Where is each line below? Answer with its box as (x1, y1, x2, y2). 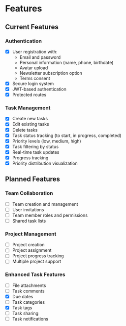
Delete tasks (12, 127, 38, 133)
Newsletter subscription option (19, 70, 83, 76)
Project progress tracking (12, 253, 64, 259)
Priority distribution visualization (12, 160, 78, 166)
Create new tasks (12, 116, 48, 122)
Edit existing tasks (12, 121, 49, 127)
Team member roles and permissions (12, 212, 88, 218)
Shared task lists (12, 218, 46, 224)
